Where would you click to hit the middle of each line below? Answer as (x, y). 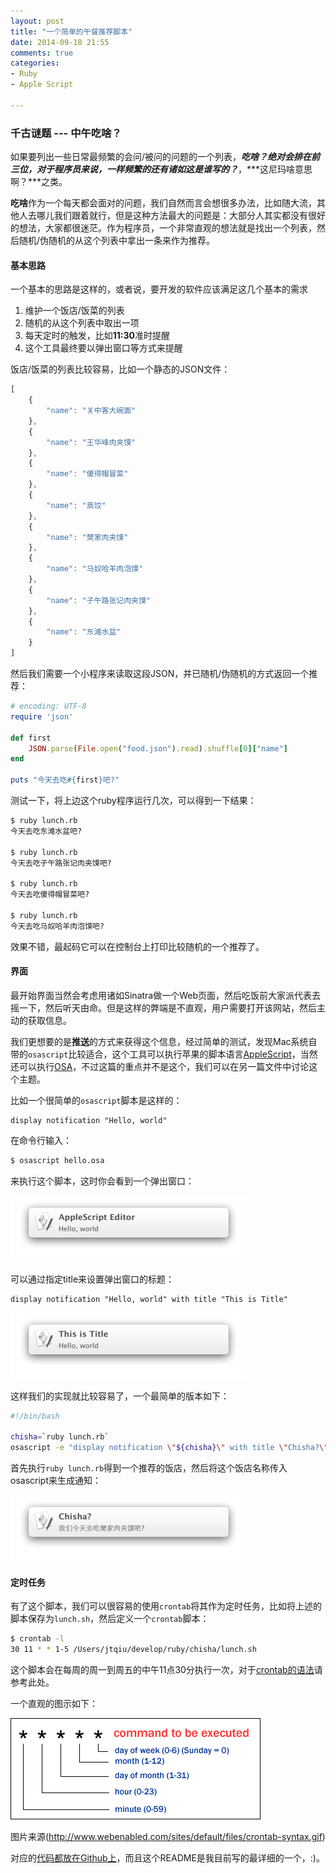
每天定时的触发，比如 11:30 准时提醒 (97, 336)
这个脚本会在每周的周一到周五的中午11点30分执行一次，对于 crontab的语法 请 (166, 1670)
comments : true (42, 53)
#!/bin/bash (35, 1416)
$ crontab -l (37, 1639)
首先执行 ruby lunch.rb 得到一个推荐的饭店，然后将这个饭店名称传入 (149, 1468)
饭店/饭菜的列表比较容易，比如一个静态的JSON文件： (120, 369)
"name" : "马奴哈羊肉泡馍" (95, 569)
